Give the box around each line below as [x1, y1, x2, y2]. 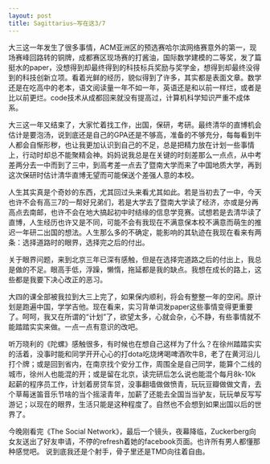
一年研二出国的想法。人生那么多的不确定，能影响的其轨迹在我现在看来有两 [14, 227, 262, 237]
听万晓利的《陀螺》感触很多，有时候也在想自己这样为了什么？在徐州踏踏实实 [8, 339, 262, 348]
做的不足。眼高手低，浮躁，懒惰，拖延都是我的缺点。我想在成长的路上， [14, 265, 255, 274]
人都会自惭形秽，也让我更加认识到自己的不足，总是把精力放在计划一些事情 [8, 140, 255, 150]
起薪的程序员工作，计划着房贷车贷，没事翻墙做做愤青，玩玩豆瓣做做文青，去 [8, 379, 262, 388]
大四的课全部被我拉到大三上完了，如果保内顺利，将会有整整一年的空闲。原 [8, 291, 255, 302]
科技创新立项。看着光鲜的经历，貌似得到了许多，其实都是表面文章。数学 [22, 72, 262, 82]
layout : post [8, 11, 52, 20]
